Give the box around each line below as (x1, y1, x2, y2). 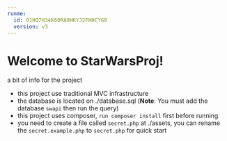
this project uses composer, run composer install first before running (17, 112, 219, 120)
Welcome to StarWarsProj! (7, 53, 164, 69)
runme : (7, 10, 26, 17)
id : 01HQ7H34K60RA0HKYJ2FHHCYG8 (13, 17, 108, 24)
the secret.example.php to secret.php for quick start (17, 126, 167, 135)
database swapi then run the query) (17, 104, 119, 113)
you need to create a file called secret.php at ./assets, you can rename (17, 119, 221, 127)
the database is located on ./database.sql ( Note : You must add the (17, 97, 208, 105)
